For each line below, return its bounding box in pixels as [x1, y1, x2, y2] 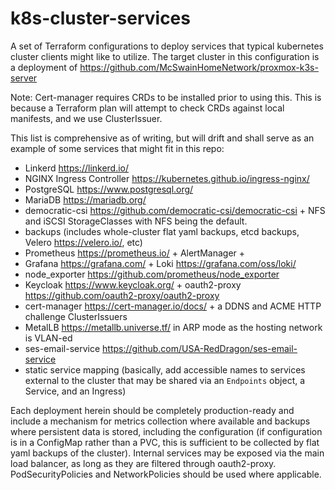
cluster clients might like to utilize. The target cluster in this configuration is [10, 50, 320, 62]
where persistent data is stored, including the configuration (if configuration [10, 425, 323, 437]
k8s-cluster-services [10, 7, 191, 30]
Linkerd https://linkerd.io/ [24, 162, 130, 174]
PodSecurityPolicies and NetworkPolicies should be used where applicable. [10, 468, 322, 480]
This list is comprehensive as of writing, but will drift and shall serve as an [10, 132, 315, 144]
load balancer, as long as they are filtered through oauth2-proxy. [10, 457, 277, 469]
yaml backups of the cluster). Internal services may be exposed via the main [10, 447, 325, 459]
